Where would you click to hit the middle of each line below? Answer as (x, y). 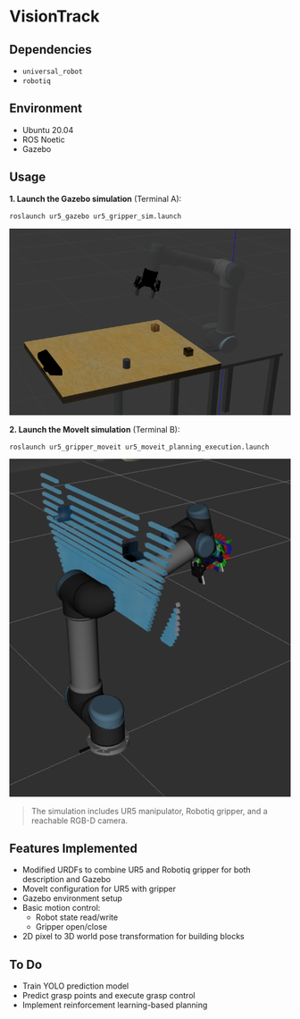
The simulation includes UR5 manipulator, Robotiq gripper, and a (149, 811)
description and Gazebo (67, 880)
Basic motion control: (61, 908)
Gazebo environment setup (72, 898)
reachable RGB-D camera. (79, 821)
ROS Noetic (43, 139)
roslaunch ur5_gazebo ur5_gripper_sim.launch (95, 216)
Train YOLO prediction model (75, 986)
